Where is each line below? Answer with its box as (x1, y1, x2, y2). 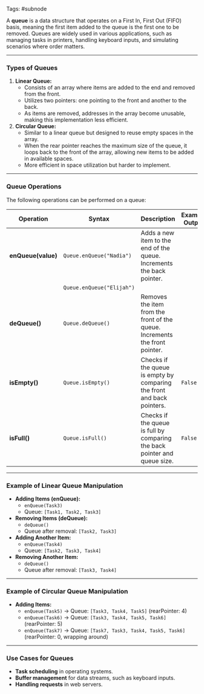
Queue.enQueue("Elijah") (63, 284, 135, 291)
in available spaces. (24, 155, 74, 162)
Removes (140, 292, 168, 300)
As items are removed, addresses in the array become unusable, (24, 109, 186, 117)
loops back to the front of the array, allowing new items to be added (24, 148, 194, 156)
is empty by (140, 370, 174, 379)
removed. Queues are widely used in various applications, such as (6, 30, 172, 37)
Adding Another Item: (15, 533, 72, 541)
